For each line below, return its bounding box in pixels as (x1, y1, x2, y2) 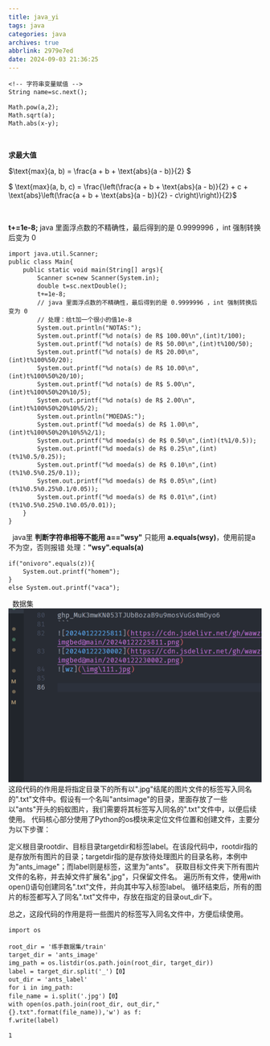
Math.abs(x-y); (8, 119, 59, 127)
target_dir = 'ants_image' (8, 951, 99, 959)
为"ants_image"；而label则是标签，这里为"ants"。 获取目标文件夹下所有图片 (8, 861, 260, 871)
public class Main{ (8, 258, 74, 266)
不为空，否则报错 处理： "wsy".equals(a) (8, 542, 145, 552)
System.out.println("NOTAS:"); (37, 324, 142, 332)
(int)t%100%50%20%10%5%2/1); (8, 429, 106, 437)
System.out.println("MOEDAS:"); (37, 413, 146, 421)
